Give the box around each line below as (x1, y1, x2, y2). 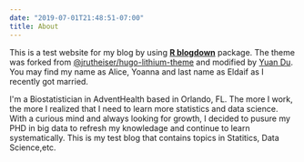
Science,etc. (9, 142, 56, 153)
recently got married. (9, 76, 89, 86)
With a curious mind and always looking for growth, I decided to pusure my (9, 113, 291, 124)
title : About (9, 22, 59, 31)
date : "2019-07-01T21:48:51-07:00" (9, 13, 145, 23)
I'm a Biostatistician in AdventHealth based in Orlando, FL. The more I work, (9, 93, 293, 105)
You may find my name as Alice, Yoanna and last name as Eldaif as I (9, 66, 264, 77)
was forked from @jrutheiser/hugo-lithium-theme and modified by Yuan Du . (9, 56, 294, 67)
